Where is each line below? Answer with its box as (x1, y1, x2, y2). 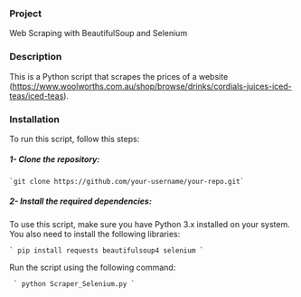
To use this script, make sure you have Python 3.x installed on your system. (9, 218, 291, 229)
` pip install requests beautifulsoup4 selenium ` (9, 245, 204, 255)
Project (9, 7, 42, 20)
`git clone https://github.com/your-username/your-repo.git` (9, 177, 245, 186)
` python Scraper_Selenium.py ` (13, 279, 136, 288)
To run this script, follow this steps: (9, 133, 140, 144)
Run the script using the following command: (9, 262, 176, 273)
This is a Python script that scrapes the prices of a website (9, 71, 229, 81)
